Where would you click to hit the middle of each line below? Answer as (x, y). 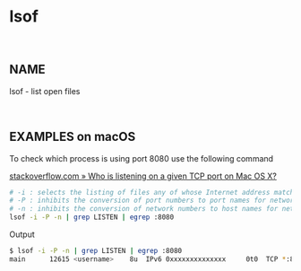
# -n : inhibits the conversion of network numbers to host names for (144, 209)
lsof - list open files (45, 91)
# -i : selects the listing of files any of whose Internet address (140, 192)
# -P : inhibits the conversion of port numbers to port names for (138, 201)
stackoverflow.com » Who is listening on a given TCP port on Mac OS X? (143, 176)
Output (22, 234)
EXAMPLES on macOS (73, 137)
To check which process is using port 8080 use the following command (142, 158)
